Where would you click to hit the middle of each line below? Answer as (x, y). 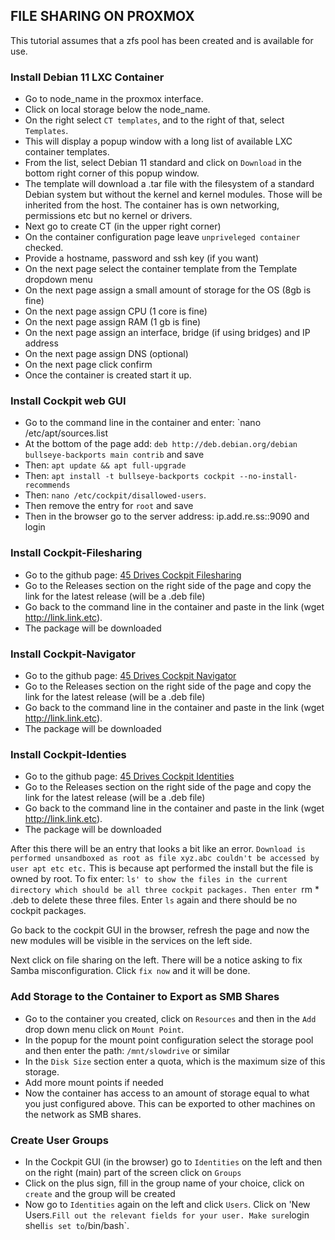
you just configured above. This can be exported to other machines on (170, 1103)
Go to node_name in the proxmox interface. (114, 99)
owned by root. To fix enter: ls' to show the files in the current (149, 879)
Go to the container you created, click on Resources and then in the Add (170, 1018)
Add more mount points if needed (94, 1082)
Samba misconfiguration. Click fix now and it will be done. (130, 971)
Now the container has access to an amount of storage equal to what (167, 1093)
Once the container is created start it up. (108, 375)
